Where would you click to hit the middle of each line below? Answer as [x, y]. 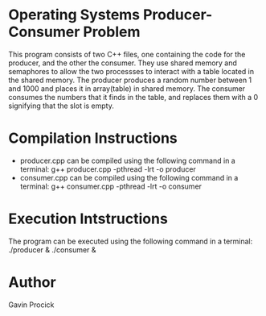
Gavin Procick [31, 305]
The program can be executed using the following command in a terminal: [131, 241]
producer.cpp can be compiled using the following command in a [127, 160]
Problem [112, 32]
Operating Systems [74, 15]
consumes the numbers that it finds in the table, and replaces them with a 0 [133, 97]
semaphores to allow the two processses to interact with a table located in [131, 71]
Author [32, 282]
